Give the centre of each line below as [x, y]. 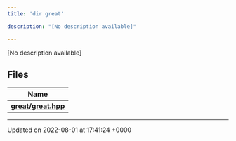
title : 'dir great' [36, 14]
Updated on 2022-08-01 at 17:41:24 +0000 [70, 130]
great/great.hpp [38, 106]
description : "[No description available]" [72, 26]
